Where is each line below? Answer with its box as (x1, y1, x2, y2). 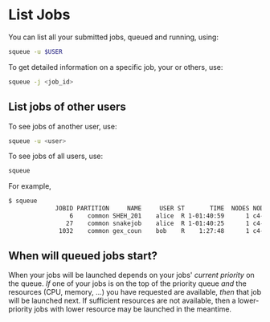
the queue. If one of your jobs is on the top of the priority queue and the (8, 279, 247, 288)
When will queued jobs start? (8, 249, 158, 263)
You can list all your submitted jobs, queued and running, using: (8, 32, 219, 42)
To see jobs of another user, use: (8, 121, 117, 131)
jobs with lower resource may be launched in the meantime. (34, 304, 231, 314)
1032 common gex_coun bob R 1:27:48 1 (59, 226, 250, 234)
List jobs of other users (8, 100, 127, 114)
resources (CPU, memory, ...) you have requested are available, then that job (8, 287, 262, 297)
